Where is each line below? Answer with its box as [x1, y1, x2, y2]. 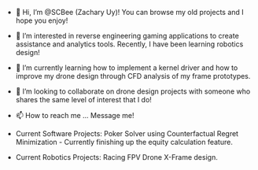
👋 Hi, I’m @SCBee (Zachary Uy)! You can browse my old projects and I [15, 8, 244, 17]
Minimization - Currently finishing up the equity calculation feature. [15, 138, 234, 146]
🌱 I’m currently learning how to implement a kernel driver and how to [15, 63, 238, 72]
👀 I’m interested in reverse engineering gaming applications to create [15, 31, 240, 40]
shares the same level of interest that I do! [15, 95, 152, 104]
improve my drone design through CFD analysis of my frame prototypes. [15, 72, 251, 80]
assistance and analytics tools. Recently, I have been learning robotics [15, 39, 244, 49]
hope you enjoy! [15, 16, 68, 25]
